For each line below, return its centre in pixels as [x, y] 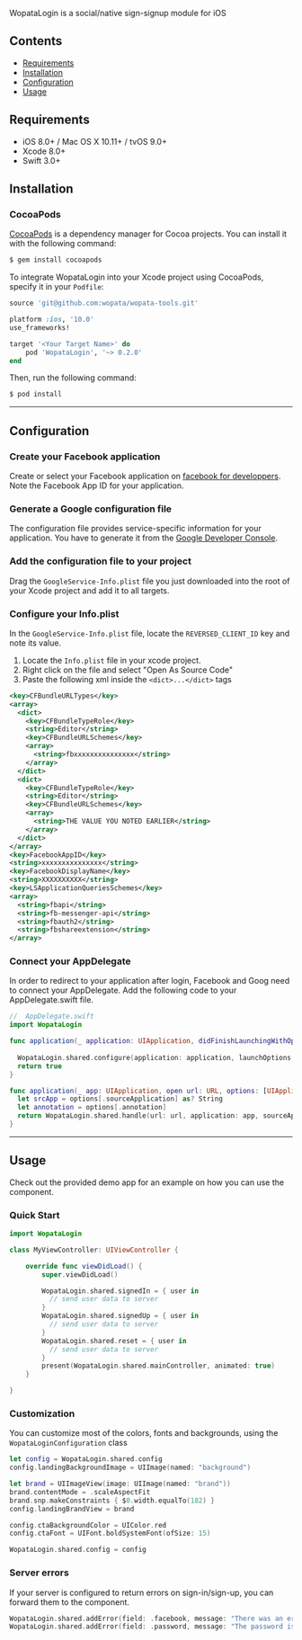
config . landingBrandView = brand [72, 1509]
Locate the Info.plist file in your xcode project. [111, 660]
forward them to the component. [70, 1602]
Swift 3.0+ [41, 160]
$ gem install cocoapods [56, 260]
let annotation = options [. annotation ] [92, 1108]
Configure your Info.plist [64, 613]
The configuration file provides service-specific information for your [136, 529]
